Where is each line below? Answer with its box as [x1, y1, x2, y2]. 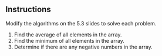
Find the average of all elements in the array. [14, 31, 122, 38]
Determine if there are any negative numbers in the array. [14, 43, 153, 50]
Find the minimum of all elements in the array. [14, 37, 124, 44]
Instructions [5, 5, 51, 14]
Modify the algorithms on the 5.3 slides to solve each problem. [5, 20, 157, 27]
